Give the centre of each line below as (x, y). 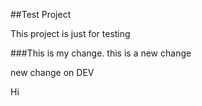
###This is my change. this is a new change (101, 53)
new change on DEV (52, 72)
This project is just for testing (70, 33)
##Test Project (41, 14)
